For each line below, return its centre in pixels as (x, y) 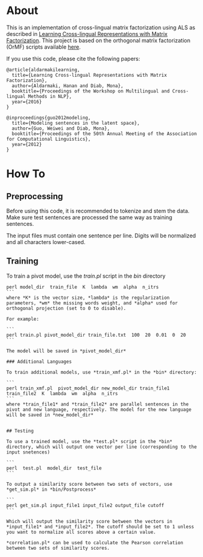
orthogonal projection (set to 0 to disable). (66, 308)
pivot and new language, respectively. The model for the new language (99, 409)
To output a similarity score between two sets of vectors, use (89, 484)
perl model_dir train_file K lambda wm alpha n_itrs (83, 287)
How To (26, 174)
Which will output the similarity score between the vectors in (89, 521)
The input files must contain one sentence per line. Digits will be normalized (101, 236)
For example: (23, 319)
